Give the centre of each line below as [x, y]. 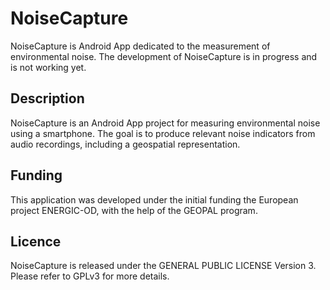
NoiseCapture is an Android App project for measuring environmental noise [165, 123]
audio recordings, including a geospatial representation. [125, 144]
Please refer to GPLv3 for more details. [90, 276]
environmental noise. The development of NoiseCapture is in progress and [164, 56]
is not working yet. [48, 67]
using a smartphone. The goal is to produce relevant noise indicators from [163, 133]
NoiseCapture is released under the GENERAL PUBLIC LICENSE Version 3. [163, 266]
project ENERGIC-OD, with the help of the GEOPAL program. [134, 210]
